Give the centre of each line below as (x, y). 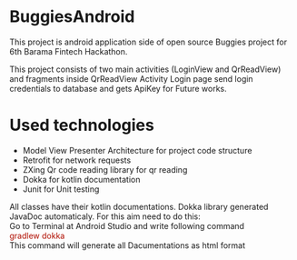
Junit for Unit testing (61, 189)
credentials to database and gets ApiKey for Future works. (118, 88)
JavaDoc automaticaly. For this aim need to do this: (105, 216)
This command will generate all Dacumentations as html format (128, 245)
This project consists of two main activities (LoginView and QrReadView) (145, 69)
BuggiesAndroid (72, 17)
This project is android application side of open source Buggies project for (148, 42)
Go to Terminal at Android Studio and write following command (127, 225)
